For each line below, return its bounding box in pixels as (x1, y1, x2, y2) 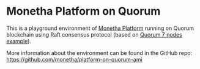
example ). (6, 37, 32, 45)
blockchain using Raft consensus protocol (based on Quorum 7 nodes (6, 31, 182, 38)
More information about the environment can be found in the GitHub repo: (6, 49, 193, 56)
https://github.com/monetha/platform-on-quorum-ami (6, 56, 143, 63)
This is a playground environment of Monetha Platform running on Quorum (6, 24, 194, 32)
